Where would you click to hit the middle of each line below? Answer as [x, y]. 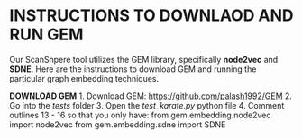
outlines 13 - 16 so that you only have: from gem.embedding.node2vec [140, 115]
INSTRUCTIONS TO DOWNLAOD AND [152, 16]
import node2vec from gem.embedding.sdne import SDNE [118, 124]
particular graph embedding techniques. [84, 78]
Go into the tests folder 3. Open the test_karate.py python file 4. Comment [147, 105]
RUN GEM [46, 35]
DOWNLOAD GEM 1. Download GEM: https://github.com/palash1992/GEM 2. [151, 96]
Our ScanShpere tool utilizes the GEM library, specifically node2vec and [144, 59]
